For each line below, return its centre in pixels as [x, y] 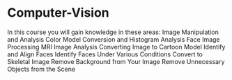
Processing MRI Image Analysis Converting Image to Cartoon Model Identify [116, 47]
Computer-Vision [58, 13]
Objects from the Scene [41, 69]
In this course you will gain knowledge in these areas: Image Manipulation [113, 32]
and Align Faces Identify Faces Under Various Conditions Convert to [105, 54]
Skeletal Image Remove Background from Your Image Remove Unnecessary [116, 61]
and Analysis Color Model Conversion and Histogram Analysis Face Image [114, 39]
